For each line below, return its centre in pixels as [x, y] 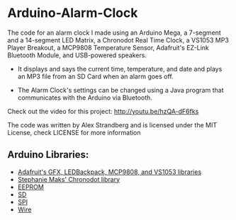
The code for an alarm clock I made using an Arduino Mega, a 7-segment [114, 33]
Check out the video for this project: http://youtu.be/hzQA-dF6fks [103, 111]
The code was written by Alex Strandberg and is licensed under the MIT [112, 125]
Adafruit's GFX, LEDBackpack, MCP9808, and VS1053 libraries [109, 172]
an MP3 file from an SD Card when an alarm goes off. [95, 76]
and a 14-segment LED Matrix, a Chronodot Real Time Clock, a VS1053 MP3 [118, 40]
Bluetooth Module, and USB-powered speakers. [77, 55]
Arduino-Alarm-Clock [73, 13]
